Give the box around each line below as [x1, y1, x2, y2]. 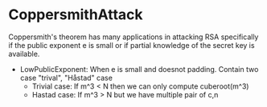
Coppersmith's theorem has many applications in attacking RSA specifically [8, 32, 259, 42]
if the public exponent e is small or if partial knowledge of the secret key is [8, 40, 255, 50]
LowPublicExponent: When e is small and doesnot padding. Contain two [19, 64, 259, 73]
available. [8, 49, 40, 58]
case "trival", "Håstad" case [19, 73, 113, 82]
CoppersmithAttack [8, 6, 143, 24]
